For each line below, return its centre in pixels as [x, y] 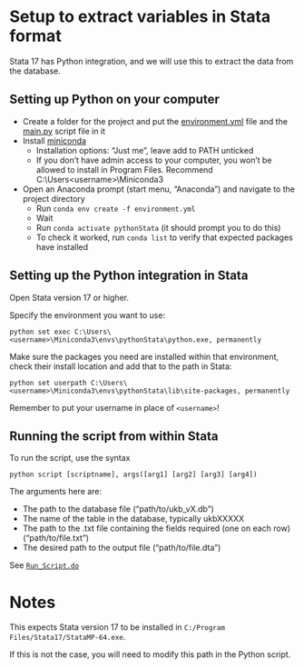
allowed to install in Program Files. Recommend [124, 169]
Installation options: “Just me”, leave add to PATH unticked [145, 150]
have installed [62, 246]
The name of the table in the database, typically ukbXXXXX [133, 519]
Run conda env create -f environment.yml [116, 208]
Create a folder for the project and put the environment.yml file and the [155, 121]
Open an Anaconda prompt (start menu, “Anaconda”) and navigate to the [158, 189]
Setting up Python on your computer [114, 100]
